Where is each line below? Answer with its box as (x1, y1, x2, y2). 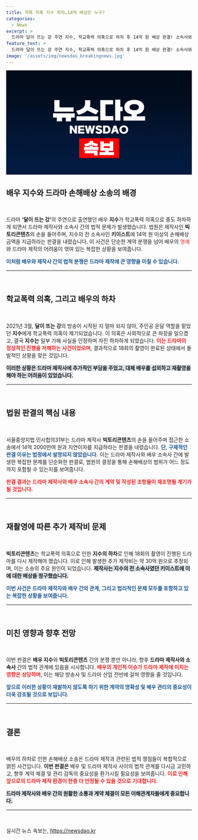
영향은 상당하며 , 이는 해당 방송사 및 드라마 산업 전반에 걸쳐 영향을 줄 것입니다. (6, 671, 183, 678)
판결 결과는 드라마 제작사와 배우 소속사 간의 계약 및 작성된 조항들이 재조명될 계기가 (6, 478, 192, 485)
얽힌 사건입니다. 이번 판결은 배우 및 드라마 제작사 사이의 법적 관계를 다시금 (6, 763, 176, 770)
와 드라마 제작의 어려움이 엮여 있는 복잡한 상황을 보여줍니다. (6, 245, 143, 253)
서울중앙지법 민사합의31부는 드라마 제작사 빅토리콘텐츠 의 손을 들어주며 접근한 (6, 436, 183, 443)
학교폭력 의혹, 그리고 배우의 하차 (6, 294, 116, 304)
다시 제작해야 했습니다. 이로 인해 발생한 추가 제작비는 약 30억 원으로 (16, 557, 173, 564)
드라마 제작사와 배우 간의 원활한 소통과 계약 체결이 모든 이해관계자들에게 (6, 790, 169, 797)
